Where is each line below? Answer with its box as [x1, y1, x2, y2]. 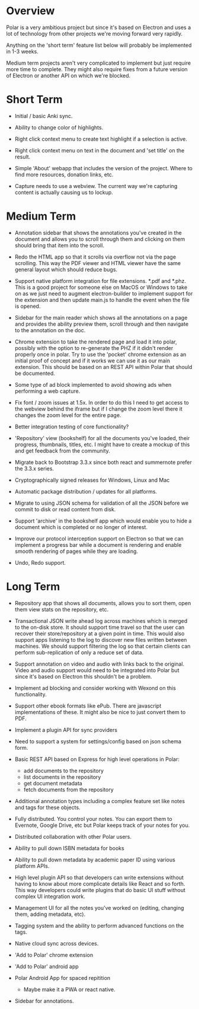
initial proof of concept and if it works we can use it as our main [14, 357, 171, 364]
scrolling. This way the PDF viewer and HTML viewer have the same [14, 259, 181, 266]
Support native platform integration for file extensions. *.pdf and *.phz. [14, 277, 187, 284]
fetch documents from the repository [23, 786, 114, 793]
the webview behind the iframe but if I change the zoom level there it [14, 405, 182, 412]
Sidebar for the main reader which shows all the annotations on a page [14, 314, 188, 321]
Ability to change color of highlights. [14, 123, 104, 131]
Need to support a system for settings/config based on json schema [14, 737, 182, 745]
